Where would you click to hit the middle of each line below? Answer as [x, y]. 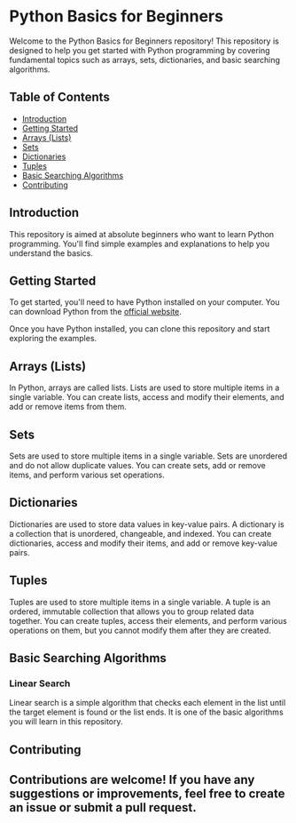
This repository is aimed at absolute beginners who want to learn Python [142, 234]
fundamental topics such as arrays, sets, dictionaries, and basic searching [145, 60]
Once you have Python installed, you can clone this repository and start [140, 329]
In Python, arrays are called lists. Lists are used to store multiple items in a [144, 388]
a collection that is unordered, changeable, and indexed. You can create [140, 533]
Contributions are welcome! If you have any [132, 780]
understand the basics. [51, 253]
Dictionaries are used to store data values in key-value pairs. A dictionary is [147, 524]
